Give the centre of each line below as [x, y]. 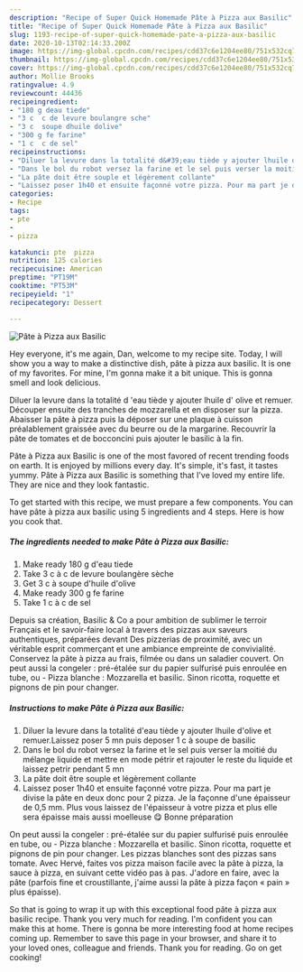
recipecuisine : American [56, 269]
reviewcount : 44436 [46, 93]
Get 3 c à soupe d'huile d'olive [79, 584]
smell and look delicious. [55, 382]
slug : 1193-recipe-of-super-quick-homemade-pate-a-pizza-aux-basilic [143, 34]
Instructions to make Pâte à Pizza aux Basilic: [97, 708]
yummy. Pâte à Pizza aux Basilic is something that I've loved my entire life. [147, 475]
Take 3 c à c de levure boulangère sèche [98, 574]
